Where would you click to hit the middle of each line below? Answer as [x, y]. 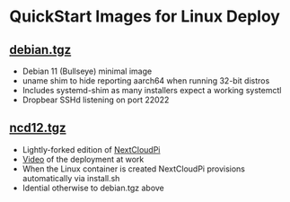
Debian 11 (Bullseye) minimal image [87, 71]
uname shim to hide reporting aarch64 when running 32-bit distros [146, 81]
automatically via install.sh [71, 178]
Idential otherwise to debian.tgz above [93, 188]
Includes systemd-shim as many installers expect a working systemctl [152, 90]
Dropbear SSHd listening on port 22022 [96, 100]
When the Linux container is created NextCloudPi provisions [133, 169]
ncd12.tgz [38, 128]
